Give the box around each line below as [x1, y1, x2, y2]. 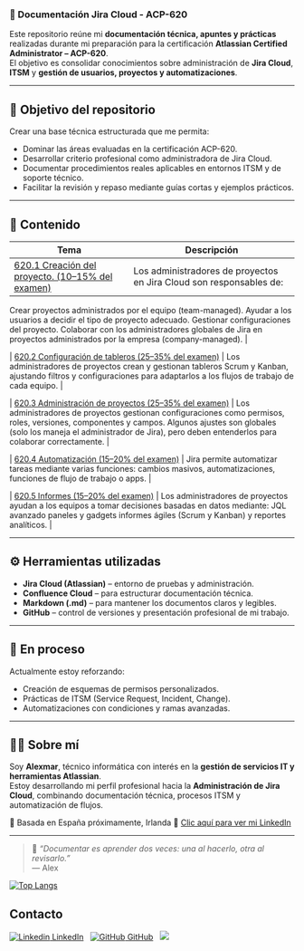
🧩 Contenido [9, 216, 81, 232]
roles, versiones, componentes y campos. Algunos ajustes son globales [9, 417, 277, 427]
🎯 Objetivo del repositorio [9, 101, 156, 117]
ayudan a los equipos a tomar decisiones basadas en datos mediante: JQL [9, 500, 287, 511]
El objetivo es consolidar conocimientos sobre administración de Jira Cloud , [9, 58, 294, 69]
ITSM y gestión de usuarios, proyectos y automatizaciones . [9, 67, 238, 78]
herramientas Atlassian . [9, 771, 102, 782]
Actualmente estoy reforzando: [9, 666, 125, 677]
